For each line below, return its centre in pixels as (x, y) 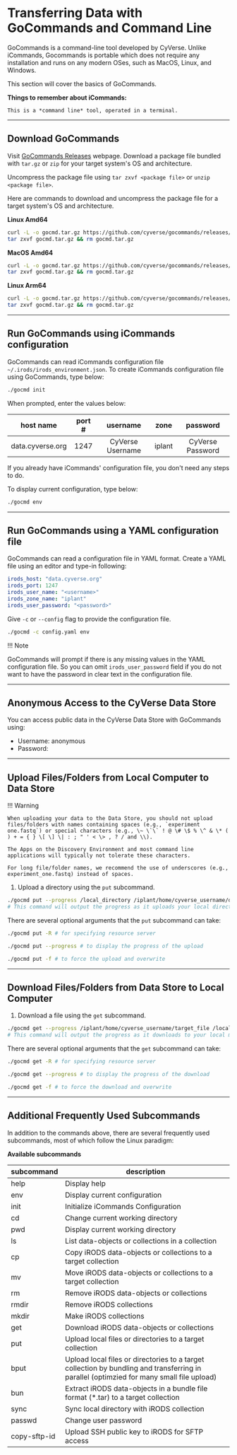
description (146, 1171)
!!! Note (18, 645)
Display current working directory (120, 1229)
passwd (24, 1420)
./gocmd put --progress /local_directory (69, 900)
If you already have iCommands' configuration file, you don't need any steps (119, 467)
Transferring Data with (75, 13)
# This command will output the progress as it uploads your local (109, 907)
